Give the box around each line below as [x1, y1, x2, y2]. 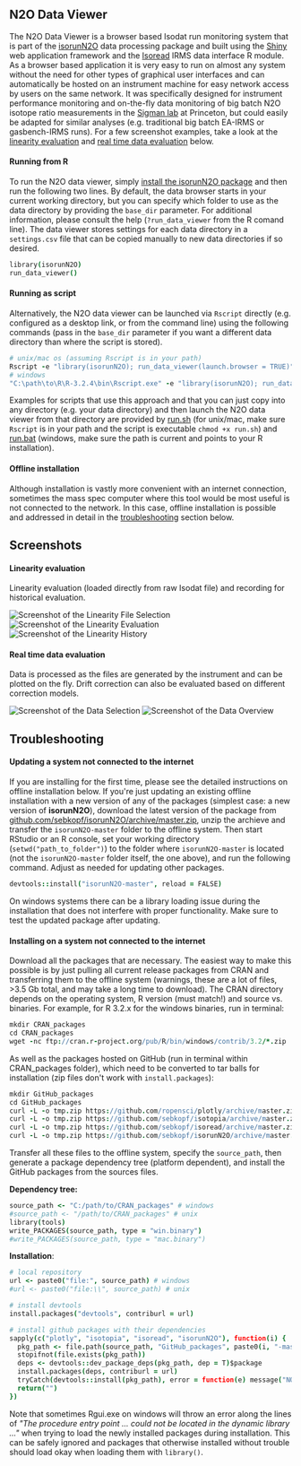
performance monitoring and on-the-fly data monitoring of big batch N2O [9, 98, 281, 108]
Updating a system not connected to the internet [9, 757, 194, 768]
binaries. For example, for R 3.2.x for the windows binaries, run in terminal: [9, 1003, 285, 1014]
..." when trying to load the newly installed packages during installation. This [9, 1427, 291, 1438]
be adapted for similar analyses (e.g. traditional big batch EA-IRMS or [9, 117, 265, 127]
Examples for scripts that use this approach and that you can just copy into [9, 395, 286, 406]
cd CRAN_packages [9, 1028, 74, 1038]
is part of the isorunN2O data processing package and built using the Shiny [9, 40, 288, 51]
